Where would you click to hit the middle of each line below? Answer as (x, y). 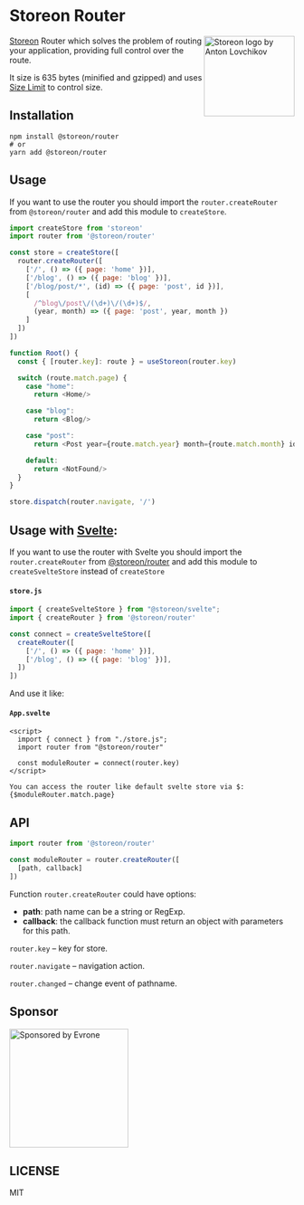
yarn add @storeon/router (58, 152)
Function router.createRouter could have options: (103, 894)
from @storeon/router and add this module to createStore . (118, 211)
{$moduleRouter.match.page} (62, 795)
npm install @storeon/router (64, 137)
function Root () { (44, 353)
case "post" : (50, 436)
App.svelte (30, 713)
